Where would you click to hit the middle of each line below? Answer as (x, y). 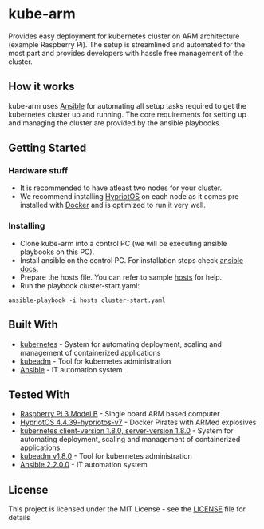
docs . (29, 268)
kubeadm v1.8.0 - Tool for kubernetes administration (106, 456)
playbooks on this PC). (57, 252)
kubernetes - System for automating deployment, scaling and (120, 344)
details (19, 518)
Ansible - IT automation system (71, 369)
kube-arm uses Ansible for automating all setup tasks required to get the (128, 105)
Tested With (39, 394)
